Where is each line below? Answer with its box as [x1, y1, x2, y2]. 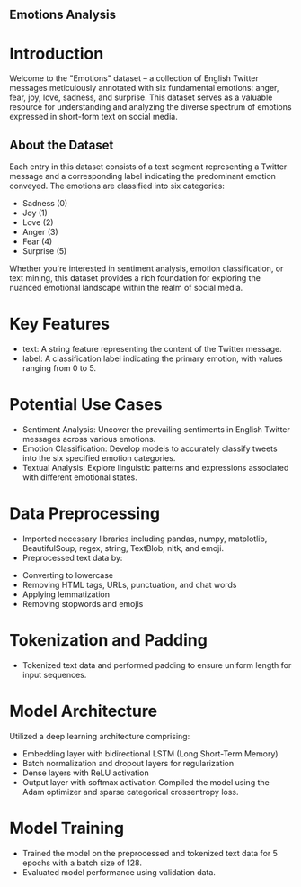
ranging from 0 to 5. [22, 363, 97, 374]
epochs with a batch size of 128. [22, 857, 142, 868]
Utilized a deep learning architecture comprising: [9, 730, 190, 741]
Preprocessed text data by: [22, 552, 123, 563]
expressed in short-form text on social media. [9, 112, 178, 122]
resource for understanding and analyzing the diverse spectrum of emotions [9, 102, 292, 113]
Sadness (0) [22, 198, 68, 209]
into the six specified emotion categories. [22, 453, 176, 464]
